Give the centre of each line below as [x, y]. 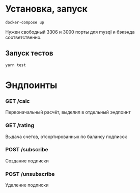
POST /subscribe [27, 150]
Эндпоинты [31, 85]
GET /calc [18, 101]
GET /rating [20, 125]
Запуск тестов [29, 53]
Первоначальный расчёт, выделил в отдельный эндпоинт [68, 112]
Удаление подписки [27, 185]
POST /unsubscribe [30, 174]
